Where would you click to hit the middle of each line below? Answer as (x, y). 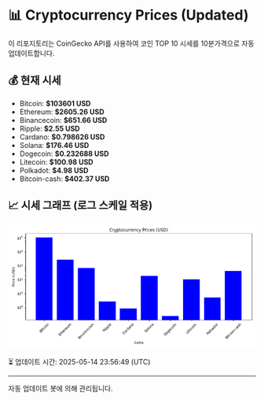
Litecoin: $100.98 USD (56, 161)
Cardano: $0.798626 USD (62, 137)
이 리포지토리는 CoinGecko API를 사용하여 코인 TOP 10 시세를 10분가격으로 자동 (131, 43)
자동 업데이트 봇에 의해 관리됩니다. (60, 388)
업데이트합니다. (31, 53)
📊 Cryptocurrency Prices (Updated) (128, 15)
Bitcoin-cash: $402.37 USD (64, 179)
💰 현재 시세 (35, 81)
